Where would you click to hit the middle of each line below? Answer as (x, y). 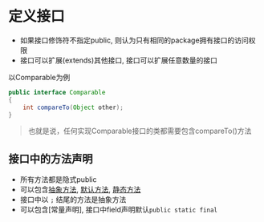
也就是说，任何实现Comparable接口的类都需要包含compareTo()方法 (140, 131)
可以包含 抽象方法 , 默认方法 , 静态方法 (80, 190)
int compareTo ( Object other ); (73, 107)
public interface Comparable (57, 92)
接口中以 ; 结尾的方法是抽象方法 (73, 200)
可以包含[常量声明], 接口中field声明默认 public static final (119, 210)
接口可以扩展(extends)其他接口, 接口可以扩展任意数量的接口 (119, 60)
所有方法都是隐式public (58, 180)
